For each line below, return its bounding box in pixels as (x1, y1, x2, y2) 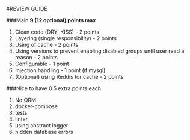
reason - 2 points (14, 54, 58, 61)
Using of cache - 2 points (14, 41, 78, 48)
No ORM (14, 96, 37, 103)
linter (14, 115, 28, 123)
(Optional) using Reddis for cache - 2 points (14, 73, 124, 80)
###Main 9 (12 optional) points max (6, 17, 96, 23)
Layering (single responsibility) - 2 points (14, 35, 117, 41)
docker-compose (14, 103, 58, 110)
